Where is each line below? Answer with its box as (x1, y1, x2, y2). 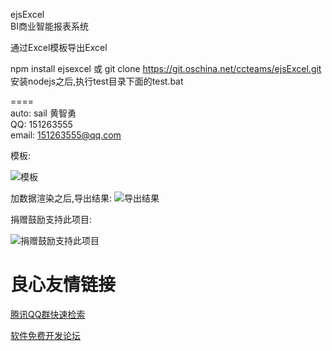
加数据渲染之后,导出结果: (10, 192, 113, 204)
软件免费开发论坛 (10, 329, 81, 341)
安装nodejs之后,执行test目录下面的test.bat (10, 75, 184, 87)
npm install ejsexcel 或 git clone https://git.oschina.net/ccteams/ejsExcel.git (10, 63, 322, 74)
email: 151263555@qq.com (10, 129, 122, 141)
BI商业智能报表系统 (10, 20, 89, 32)
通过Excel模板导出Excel (10, 42, 108, 53)
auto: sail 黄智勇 (10, 107, 77, 119)
